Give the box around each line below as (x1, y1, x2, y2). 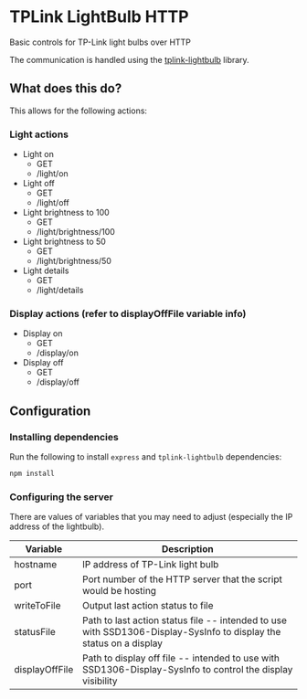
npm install (9, 469, 55, 479)
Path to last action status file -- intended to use (81, 614, 288, 627)
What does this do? (9, 80, 122, 97)
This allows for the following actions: (9, 105, 148, 116)
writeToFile (14, 599, 61, 612)
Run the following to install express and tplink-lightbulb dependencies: (9, 451, 282, 462)
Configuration (9, 403, 91, 418)
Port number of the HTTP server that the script (81, 573, 283, 586)
